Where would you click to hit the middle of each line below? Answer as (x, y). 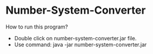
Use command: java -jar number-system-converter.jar (80, 45)
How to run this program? (37, 27)
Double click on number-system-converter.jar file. (75, 38)
